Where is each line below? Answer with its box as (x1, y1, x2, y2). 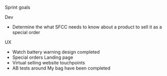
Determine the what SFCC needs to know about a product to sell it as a (12, 24, 162, 30)
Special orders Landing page (12, 54, 73, 60)
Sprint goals (5, 5, 30, 10)
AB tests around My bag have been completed (12, 65, 111, 71)
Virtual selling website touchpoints (12, 60, 86, 65)
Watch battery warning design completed (12, 49, 100, 55)
